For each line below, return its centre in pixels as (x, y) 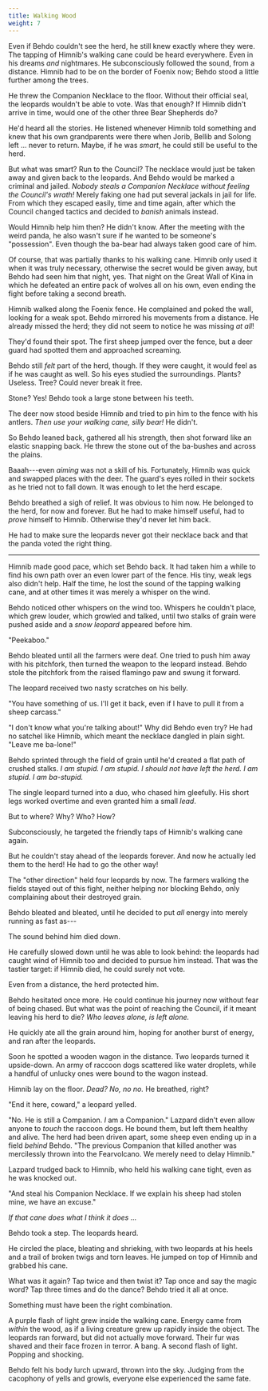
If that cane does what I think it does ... (73, 1217)
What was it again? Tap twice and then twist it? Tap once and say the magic (133, 1281)
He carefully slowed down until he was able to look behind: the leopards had (134, 952)
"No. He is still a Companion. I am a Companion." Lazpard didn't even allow (132, 1120)
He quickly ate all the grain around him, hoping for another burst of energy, (131, 1032)
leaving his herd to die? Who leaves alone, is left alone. (99, 1017)
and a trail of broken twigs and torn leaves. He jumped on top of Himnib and (133, 1257)
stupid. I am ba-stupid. (46, 777)
